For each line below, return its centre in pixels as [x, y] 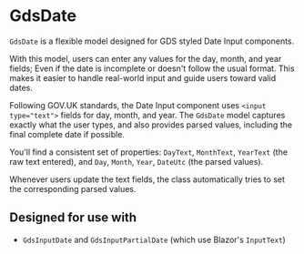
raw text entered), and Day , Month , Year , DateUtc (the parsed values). [137, 161]
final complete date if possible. [67, 134]
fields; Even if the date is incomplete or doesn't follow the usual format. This [152, 68]
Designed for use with [73, 218]
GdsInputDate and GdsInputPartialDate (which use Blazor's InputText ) [154, 239]
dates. [21, 87]
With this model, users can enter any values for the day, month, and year [146, 58]
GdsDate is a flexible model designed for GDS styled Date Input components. [152, 41]
